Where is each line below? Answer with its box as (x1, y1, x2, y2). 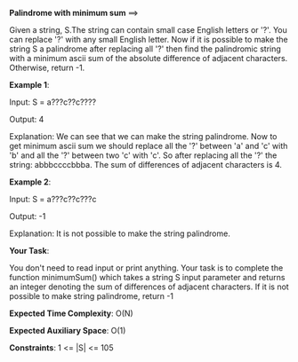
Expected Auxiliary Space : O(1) (9, 326, 126, 335)
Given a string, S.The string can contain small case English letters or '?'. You (9, 25, 287, 35)
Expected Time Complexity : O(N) (9, 308, 133, 319)
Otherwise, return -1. (9, 62, 85, 73)
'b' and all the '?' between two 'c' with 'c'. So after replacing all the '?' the (9, 150, 278, 161)
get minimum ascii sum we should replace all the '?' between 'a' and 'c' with (9, 141, 288, 151)
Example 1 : (9, 80, 50, 90)
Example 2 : (9, 177, 52, 187)
